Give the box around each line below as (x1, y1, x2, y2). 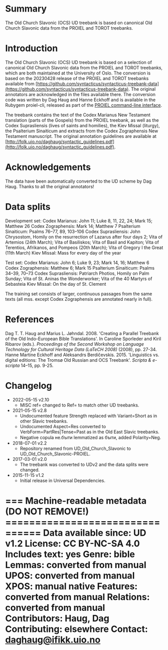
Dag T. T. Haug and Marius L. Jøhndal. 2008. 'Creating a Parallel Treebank (5, 330, 159, 336)
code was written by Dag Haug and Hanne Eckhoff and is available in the (5, 97, 156, 103)
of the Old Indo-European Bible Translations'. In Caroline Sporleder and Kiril (5, 336, 161, 342)
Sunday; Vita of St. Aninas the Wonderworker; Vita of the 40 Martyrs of (5, 275, 152, 282)
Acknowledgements (5, 161, 91, 173)
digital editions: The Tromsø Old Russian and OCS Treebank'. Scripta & (5, 357, 151, 363)
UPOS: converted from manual (5, 570, 135, 581)
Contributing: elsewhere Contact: (5, 623, 148, 634)
